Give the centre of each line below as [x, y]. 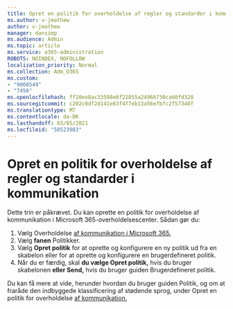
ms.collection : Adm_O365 [43, 71]
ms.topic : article [34, 46]
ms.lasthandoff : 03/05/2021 [48, 123]
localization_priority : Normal [52, 65]
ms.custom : [23, 78]
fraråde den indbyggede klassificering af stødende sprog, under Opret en [112, 291]
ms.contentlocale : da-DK [43, 116]
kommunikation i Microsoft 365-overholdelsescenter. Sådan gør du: [104, 220]
